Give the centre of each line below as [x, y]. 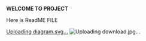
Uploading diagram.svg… [37, 31]
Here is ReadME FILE [32, 20]
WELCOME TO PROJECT [37, 9]
